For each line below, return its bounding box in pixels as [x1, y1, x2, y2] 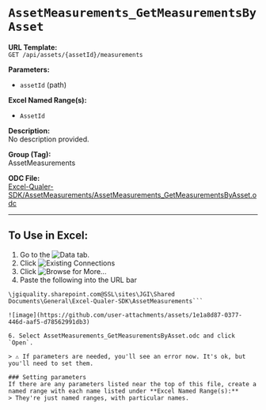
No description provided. [8, 134, 89, 144]
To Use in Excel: [8, 229, 89, 243]
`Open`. [8, 338, 34, 347]
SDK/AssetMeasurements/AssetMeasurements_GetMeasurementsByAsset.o [8, 190, 257, 199]
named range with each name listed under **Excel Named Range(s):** [8, 387, 239, 395]
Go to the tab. [19, 250, 89, 259]
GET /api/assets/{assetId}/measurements [8, 51, 144, 58]
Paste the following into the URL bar [19, 275, 137, 284]
